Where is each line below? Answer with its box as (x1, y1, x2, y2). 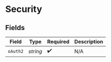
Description (74, 38, 103, 45)
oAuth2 (8, 48, 24, 54)
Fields (5, 23, 25, 32)
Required (47, 38, 70, 45)
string (28, 47, 43, 54)
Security (5, 3, 42, 15)
